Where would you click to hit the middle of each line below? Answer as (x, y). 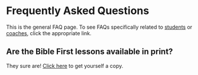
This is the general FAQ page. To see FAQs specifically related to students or (99, 27)
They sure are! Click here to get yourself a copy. (65, 66)
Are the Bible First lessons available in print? (90, 52)
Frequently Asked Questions (78, 11)
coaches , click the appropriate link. (49, 33)
